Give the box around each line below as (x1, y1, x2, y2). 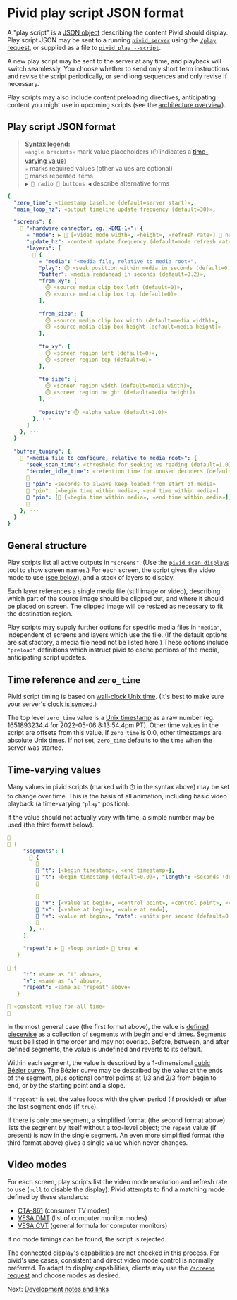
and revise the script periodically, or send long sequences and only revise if (7, 72, 228, 80)
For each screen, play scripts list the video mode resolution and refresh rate (7, 1177, 228, 1186)
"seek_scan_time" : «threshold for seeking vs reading (25, 461, 188, 468)
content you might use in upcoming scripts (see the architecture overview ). (7, 100, 226, 109)
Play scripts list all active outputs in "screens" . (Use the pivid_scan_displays (7, 559, 230, 567)
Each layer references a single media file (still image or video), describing (7, 587, 221, 595)
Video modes (7, 1159, 67, 1171)
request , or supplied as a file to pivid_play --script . (7, 43, 161, 51)
